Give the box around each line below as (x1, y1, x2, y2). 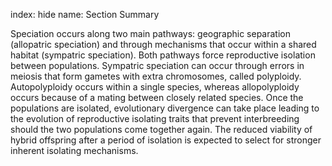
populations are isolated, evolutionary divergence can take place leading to (10, 102, 320, 114)
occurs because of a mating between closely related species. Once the (10, 92, 304, 103)
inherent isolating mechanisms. (10, 145, 139, 156)
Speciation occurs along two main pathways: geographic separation (10, 28, 291, 39)
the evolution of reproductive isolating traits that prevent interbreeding (10, 113, 300, 124)
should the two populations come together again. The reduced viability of (10, 124, 313, 135)
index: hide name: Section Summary (10, 9, 160, 20)
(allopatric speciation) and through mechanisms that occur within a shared (10, 39, 317, 50)
